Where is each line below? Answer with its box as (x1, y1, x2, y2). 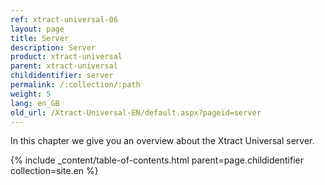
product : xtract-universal (10, 52, 123, 62)
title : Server (10, 33, 70, 43)
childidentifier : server (10, 71, 114, 81)
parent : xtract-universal (10, 61, 118, 71)
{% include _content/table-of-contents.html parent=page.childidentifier (10, 154, 304, 166)
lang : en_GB (10, 98, 60, 108)
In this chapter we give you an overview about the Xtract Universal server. (10, 135, 315, 147)
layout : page (10, 24, 65, 34)
